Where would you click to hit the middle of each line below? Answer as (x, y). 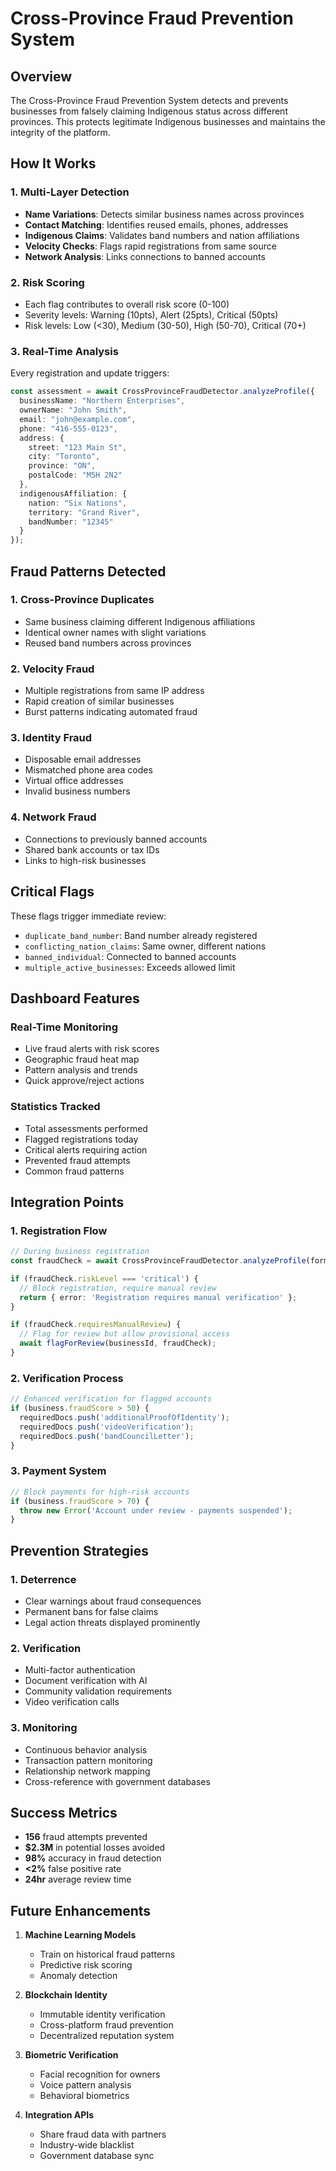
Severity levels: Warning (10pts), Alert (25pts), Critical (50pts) (151, 314)
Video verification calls (72, 1702)
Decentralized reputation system (107, 2036)
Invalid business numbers (77, 791)
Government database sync (97, 2156)
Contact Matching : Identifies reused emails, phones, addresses (156, 224)
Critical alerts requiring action (86, 1149)
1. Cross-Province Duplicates (82, 600)
